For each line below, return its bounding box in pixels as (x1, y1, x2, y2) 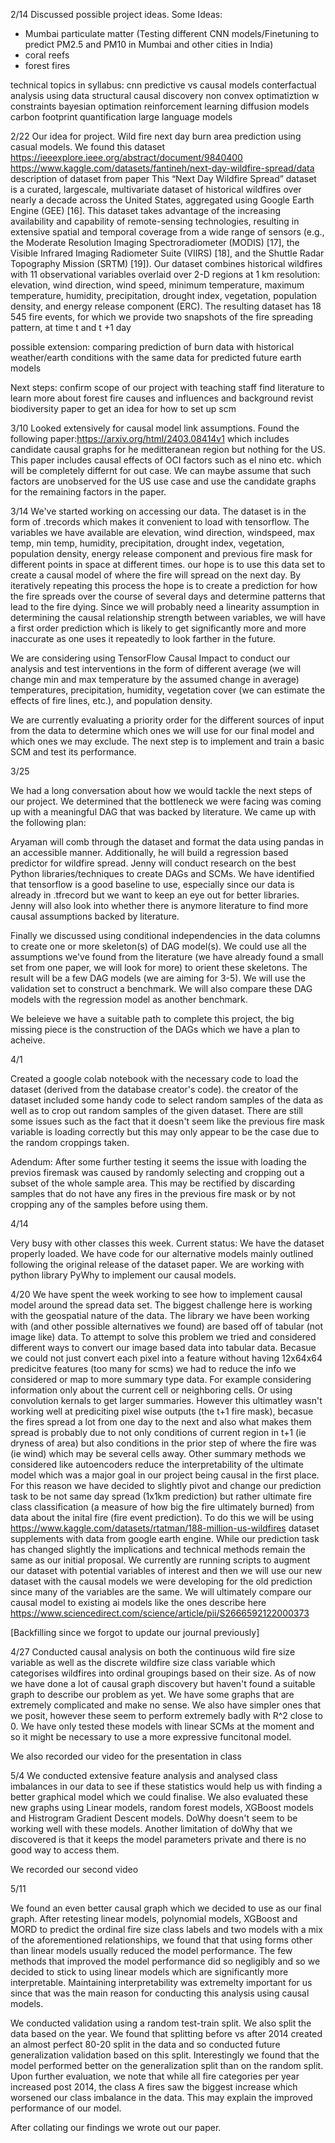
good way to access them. (10, 1844, 120, 1856)
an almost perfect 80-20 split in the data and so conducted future (10, 2039, 281, 2050)
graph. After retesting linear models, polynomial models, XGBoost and (10, 1913, 298, 1924)
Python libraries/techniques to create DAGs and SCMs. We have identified (10, 868, 315, 879)
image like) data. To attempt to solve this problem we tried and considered (10, 1331, 317, 1343)
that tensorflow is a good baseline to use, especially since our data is (10, 879, 295, 890)
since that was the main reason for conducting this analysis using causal (10, 1987, 310, 1999)
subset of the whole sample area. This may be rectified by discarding (10, 1177, 296, 1189)
